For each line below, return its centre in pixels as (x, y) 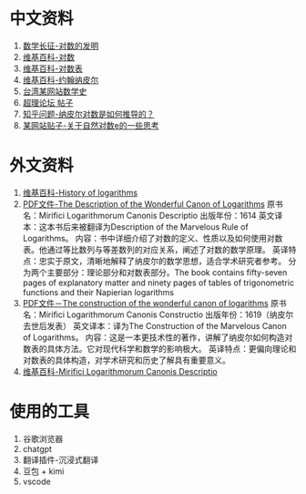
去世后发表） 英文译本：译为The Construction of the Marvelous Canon (154, 325)
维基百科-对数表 (53, 68)
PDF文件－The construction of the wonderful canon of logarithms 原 (151, 303)
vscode (37, 481)
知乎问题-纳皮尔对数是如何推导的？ (88, 114)
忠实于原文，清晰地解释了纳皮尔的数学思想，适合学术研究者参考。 (163, 261)
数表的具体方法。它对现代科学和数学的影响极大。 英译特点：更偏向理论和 (159, 348)
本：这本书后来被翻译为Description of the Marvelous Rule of (135, 226)
